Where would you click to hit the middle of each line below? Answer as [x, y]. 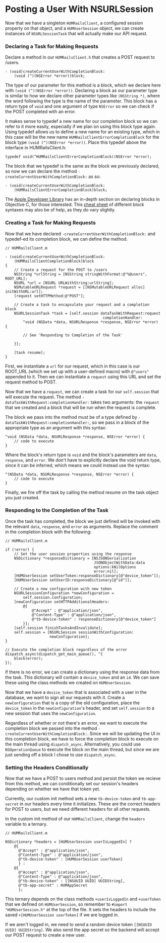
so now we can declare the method [41, 171]
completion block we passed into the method [51, 728]
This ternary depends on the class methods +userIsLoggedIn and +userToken [83, 899]
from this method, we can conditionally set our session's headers [72, 784]
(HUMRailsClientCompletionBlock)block [54, 261]
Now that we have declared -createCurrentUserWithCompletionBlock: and [80, 234]
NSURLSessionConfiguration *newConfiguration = [64, 593]
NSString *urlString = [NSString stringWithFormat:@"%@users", [81, 274]
